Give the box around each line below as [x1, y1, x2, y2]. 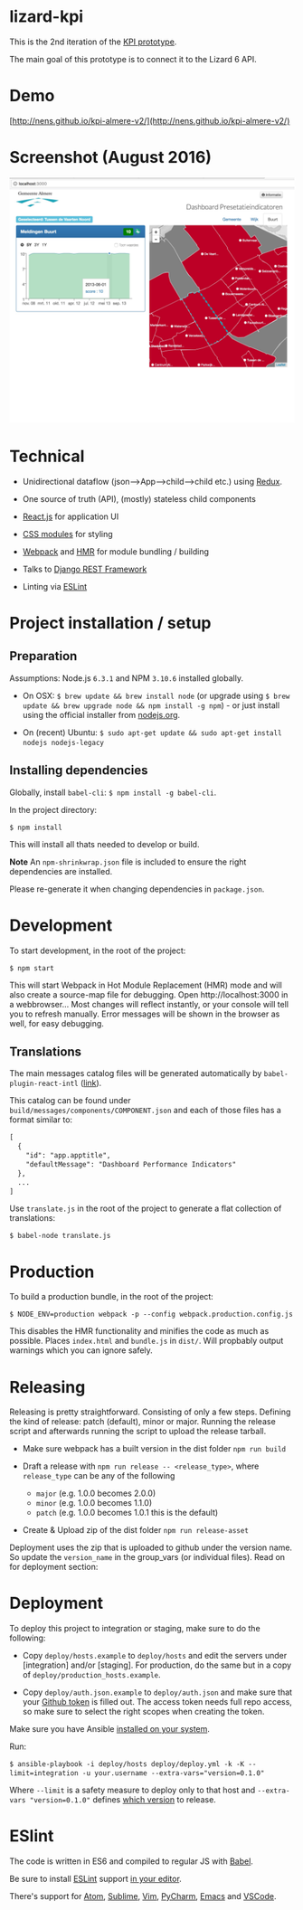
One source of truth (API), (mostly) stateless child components [22, 493, 256, 504]
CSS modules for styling [22, 528, 113, 539]
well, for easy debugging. [9, 1017, 104, 1028]
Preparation [9, 648, 78, 664]
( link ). [80, 1078, 102, 1089]
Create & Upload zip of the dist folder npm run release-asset [22, 1525, 249, 1536]
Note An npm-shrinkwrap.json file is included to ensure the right [9, 856, 247, 867]
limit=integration [9, 1769, 79, 1778]
